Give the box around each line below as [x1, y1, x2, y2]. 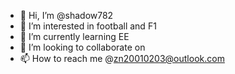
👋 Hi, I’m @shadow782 [19, 10, 114, 21]
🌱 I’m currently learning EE [19, 31, 130, 42]
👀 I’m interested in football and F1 [19, 20, 157, 32]
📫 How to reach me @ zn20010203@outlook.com [19, 53, 225, 64]
